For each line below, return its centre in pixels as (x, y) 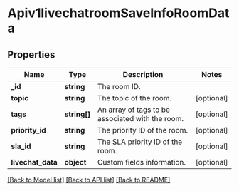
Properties (31, 55)
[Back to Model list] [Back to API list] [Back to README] (89, 180)
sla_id (21, 146)
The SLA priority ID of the (140, 142)
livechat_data (34, 162)
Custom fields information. (142, 162)
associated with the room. (140, 119)
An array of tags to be (134, 110)
